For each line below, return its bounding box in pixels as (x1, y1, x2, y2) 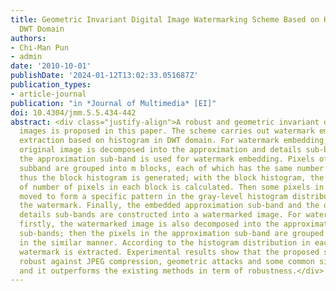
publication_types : (10, 80, 92, 90)
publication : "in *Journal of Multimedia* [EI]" (10, 98, 217, 108)
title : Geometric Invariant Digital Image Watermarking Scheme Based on (10, 14, 320, 25)
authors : (10, 33, 47, 43)
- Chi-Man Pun (10, 42, 70, 53)
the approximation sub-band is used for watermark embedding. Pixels (19, 154, 315, 164)
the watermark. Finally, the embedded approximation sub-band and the (19, 201, 320, 211)
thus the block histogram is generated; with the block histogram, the (19, 172, 325, 183)
